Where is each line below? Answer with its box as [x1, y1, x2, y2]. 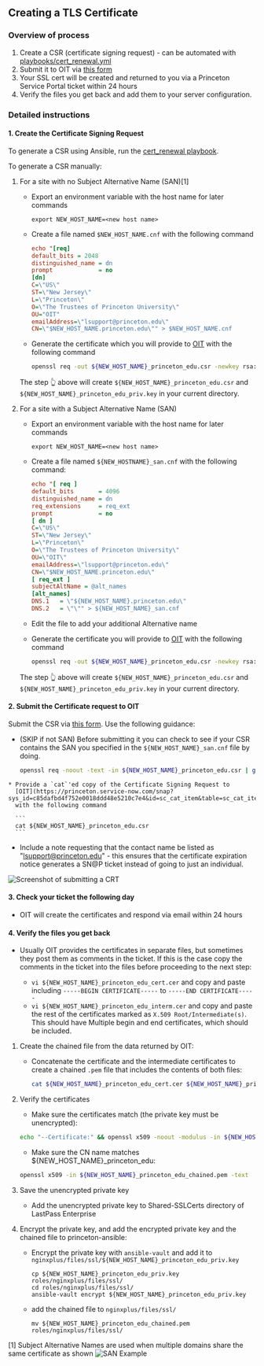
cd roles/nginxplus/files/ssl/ [31, 1283, 134, 1291]
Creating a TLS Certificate [8, 6, 139, 20]
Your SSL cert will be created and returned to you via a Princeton [19, 72, 230, 82]
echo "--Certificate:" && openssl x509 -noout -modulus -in [19, 1133, 221, 1142]
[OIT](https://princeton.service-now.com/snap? [15, 787, 174, 796]
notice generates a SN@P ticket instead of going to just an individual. [19, 859, 244, 869]
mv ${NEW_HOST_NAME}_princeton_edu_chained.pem [31, 1320, 190, 1327]
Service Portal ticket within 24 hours [19, 81, 137, 90]
